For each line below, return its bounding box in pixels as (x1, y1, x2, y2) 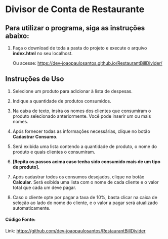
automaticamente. (12, 205, 51, 211)
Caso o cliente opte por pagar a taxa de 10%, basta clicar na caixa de (12, 194, 158, 200)
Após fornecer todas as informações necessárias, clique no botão (12, 128, 150, 134)
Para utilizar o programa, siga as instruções (5, 24, 145, 32)
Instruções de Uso (5, 75, 64, 83)
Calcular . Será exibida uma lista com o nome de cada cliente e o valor (12, 179, 159, 185)
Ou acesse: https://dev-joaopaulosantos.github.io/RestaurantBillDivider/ (12, 60, 163, 66)
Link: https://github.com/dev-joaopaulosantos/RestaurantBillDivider (5, 228, 146, 234)
